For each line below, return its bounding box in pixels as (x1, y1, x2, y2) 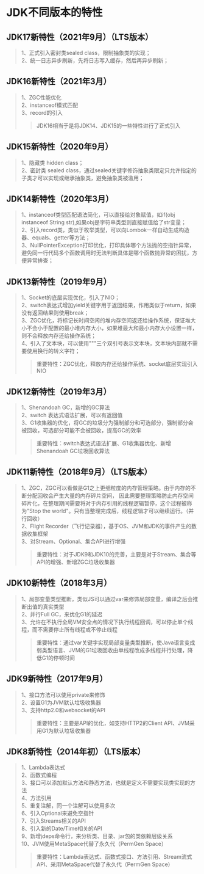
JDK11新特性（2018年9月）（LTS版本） (6, 467, 152, 477)
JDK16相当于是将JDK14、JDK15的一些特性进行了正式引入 (36, 122, 181, 129)
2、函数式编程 (21, 771, 57, 779)
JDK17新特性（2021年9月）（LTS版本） (6, 32, 153, 42)
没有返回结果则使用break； (21, 309, 90, 316)
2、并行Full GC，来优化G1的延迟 (21, 610, 102, 617)
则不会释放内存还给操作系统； (21, 332, 96, 340)
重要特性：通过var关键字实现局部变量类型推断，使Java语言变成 (36, 639, 195, 646)
